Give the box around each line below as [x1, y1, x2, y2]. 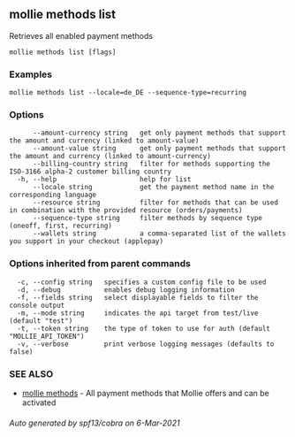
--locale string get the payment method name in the [32, 183, 275, 192]
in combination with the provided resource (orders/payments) [9, 206, 243, 215]
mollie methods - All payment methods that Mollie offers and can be [21, 388, 269, 398]
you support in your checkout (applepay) [9, 237, 164, 246]
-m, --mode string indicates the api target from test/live [17, 309, 259, 318]
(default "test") [9, 316, 73, 326]
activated [21, 397, 57, 408]
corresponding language [9, 190, 97, 200]
